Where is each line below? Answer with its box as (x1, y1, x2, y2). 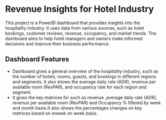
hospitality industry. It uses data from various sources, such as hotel (5, 25, 144, 31)
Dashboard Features (5, 55, 69, 64)
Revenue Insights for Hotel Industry (5, 3, 154, 15)
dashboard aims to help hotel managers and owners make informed (5, 36, 143, 41)
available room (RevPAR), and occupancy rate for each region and (12, 84, 147, 90)
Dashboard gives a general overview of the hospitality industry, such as (12, 68, 159, 74)
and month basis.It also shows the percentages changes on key (12, 105, 142, 111)
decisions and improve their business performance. (5, 40, 110, 46)
